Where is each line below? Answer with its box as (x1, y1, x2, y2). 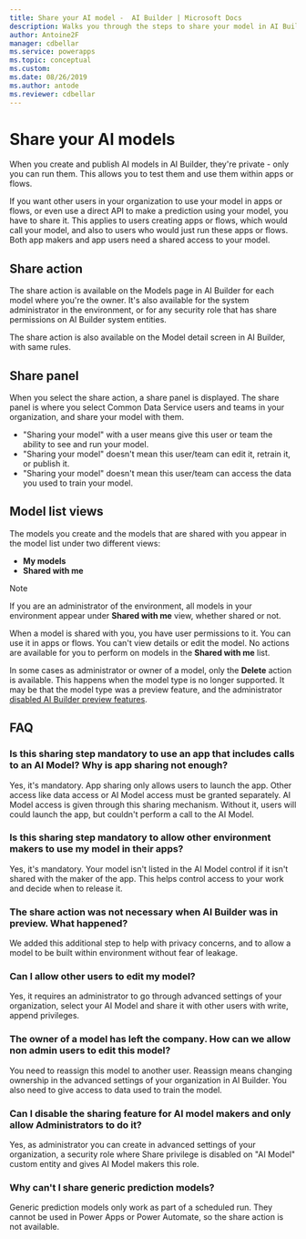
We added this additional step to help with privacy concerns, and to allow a (9, 937, 291, 948)
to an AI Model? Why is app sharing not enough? (9, 759, 229, 772)
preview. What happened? (9, 916, 128, 929)
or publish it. (22, 458, 70, 469)
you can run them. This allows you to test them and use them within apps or (9, 169, 294, 179)
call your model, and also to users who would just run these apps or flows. (9, 225, 289, 236)
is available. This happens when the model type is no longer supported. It (9, 674, 285, 685)
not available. (9, 1222, 60, 1233)
